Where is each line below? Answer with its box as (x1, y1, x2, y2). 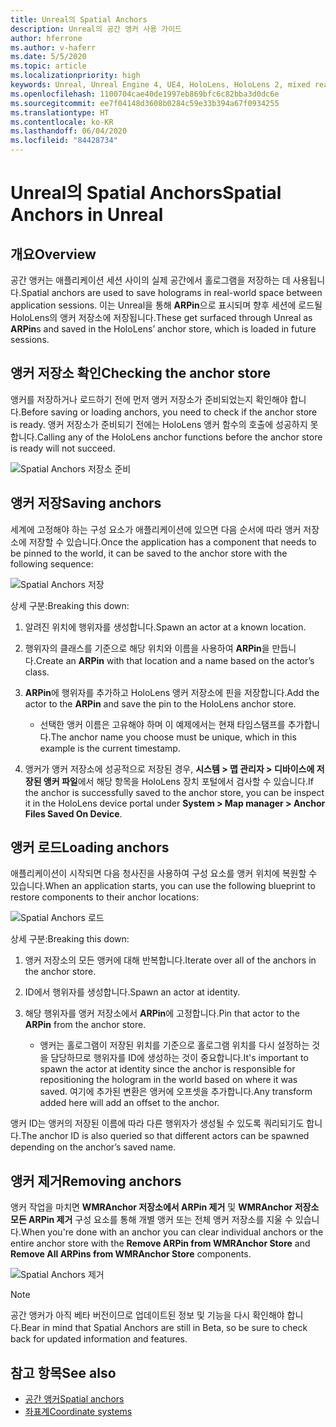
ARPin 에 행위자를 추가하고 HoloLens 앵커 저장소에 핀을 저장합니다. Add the (24, 686, 320, 698)
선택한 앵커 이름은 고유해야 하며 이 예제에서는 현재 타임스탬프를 (39, 718, 286, 730)
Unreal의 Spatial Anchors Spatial (10, 182, 282, 205)
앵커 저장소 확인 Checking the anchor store (10, 365, 271, 382)
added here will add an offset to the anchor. (39, 1097, 220, 1109)
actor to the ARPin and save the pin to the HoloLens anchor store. (24, 697, 297, 710)
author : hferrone (10, 33, 83, 43)
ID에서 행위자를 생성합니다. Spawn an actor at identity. (24, 986, 241, 998)
